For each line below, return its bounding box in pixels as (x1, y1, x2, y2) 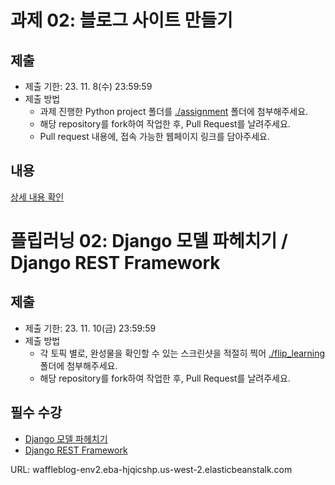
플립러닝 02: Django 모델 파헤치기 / (10, 230, 288, 252)
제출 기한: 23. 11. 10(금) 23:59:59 (24, 322, 157, 334)
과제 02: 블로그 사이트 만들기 (10, 9, 233, 32)
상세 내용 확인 (10, 191, 65, 203)
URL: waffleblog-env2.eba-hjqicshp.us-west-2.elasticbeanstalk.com (10, 463, 293, 475)
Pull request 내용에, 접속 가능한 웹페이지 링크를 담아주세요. (39, 131, 271, 142)
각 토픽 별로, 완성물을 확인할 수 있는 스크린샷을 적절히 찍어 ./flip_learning (39, 347, 326, 359)
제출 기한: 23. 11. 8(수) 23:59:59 (24, 81, 153, 92)
